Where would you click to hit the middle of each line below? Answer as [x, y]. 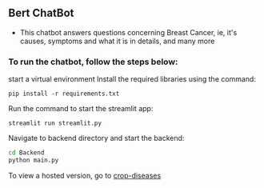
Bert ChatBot [41, 13]
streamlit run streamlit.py [55, 123]
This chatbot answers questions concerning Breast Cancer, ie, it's [128, 32]
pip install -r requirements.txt [64, 94]
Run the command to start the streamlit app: [81, 109]
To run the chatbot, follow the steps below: [93, 62]
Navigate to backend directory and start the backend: [96, 138]
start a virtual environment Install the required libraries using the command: [132, 79]
